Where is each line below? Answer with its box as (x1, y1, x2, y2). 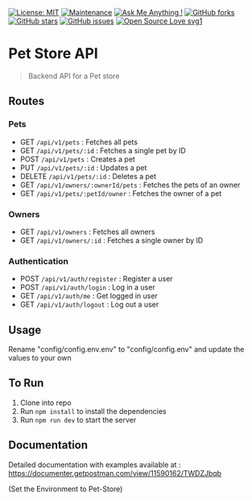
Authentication (8, 255, 68, 266)
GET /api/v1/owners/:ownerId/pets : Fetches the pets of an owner (19, 180, 241, 190)
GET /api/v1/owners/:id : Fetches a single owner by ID (19, 235, 204, 245)
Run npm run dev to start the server (19, 415, 137, 424)
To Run (8, 376, 44, 390)
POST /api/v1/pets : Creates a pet (19, 154, 135, 164)
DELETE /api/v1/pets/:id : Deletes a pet (19, 171, 157, 181)
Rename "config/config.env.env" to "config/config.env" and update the (8, 344, 245, 354)
